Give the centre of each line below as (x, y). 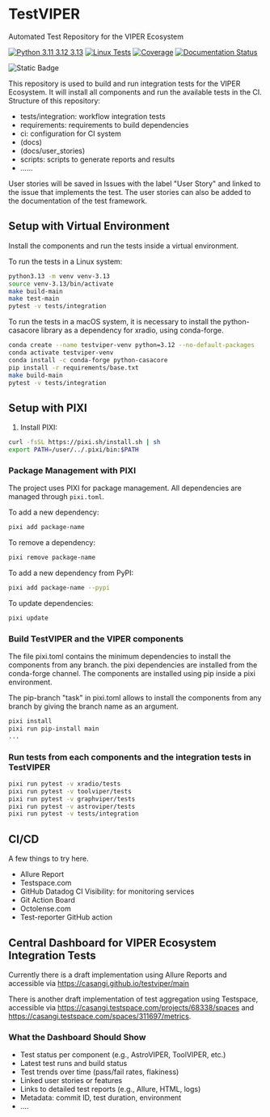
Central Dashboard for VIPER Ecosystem (112, 943)
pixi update (28, 618)
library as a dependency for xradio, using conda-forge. (132, 330)
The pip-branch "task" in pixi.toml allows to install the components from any (135, 698)
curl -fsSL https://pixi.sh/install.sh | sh (84, 442)
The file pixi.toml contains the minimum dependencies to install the (120, 657)
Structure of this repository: (55, 100)
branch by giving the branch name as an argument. (94, 707)
